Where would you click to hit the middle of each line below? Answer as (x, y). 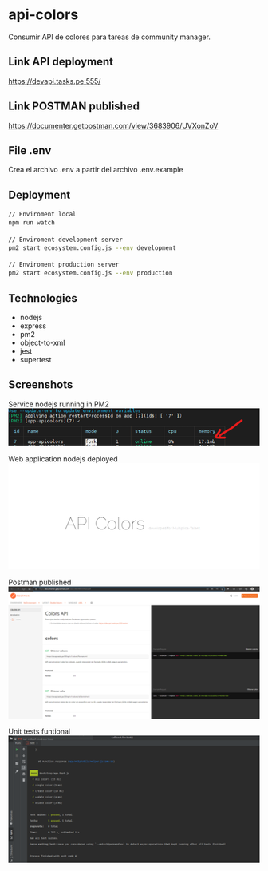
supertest (35, 360)
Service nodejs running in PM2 (59, 404)
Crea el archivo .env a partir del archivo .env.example (96, 170)
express (33, 326)
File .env (30, 150)
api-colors (43, 15)
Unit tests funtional (39, 731)
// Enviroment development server (66, 240)
